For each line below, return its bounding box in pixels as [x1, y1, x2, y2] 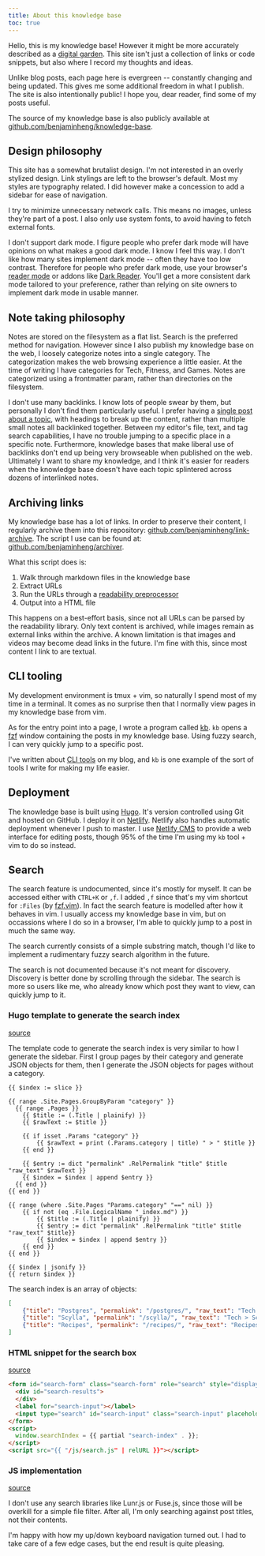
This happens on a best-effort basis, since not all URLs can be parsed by [8, 613, 245, 622]
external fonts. [8, 223, 55, 232]
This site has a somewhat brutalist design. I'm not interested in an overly [8, 165, 244, 174]
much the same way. [8, 926, 76, 935]
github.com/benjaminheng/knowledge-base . [8, 122, 153, 131]
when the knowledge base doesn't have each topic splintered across [8, 465, 233, 474]
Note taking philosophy [8, 311, 125, 324]
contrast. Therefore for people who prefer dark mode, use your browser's [8, 263, 248, 272]
